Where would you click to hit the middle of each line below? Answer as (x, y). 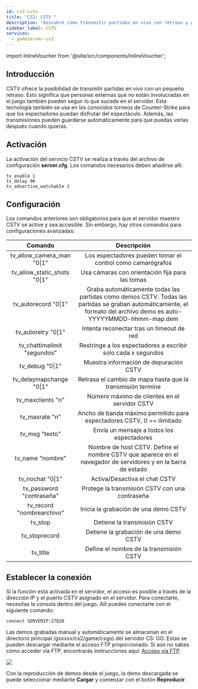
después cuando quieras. (37, 126)
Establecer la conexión (49, 577)
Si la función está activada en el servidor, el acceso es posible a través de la (99, 592)
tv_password (40, 488)
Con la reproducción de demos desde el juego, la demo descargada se (92, 674)
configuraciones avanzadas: (40, 231)
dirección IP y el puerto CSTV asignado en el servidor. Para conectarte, (93, 598)
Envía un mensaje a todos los (133, 430)
